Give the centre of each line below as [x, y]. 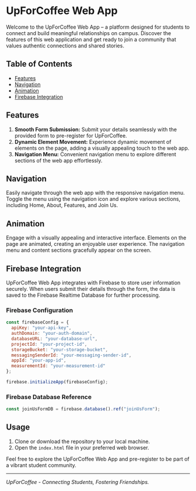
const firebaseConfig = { [37, 322]
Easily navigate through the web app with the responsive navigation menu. [95, 193]
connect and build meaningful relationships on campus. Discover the [89, 33]
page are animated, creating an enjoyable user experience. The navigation [95, 244]
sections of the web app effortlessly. [58, 160]
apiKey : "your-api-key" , [41, 328]
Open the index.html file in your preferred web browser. [82, 447]
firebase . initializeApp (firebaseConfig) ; [57, 382]
